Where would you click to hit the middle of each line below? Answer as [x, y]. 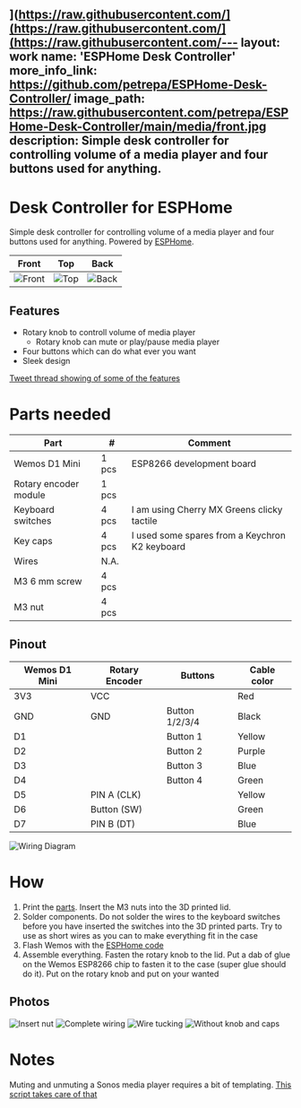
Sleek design [46, 361]
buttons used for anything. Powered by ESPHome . [102, 242]
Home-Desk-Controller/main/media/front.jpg [138, 127]
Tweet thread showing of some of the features [95, 378]
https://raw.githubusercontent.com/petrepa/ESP [149, 113]
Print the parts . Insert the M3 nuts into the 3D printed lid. [126, 907]
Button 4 [185, 780]
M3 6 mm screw [48, 582]
